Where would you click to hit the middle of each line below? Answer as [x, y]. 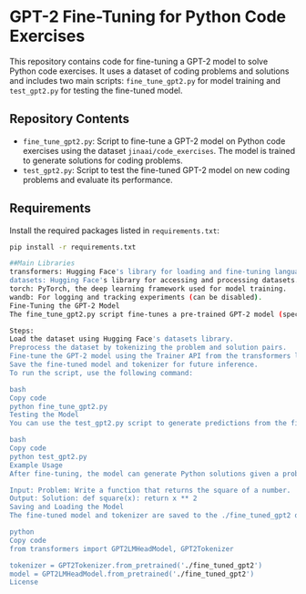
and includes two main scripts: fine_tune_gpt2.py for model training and [145, 80]
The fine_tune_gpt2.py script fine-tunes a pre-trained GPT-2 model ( [146, 314]
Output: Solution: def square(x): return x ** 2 [103, 498]
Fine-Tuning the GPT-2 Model [65, 306]
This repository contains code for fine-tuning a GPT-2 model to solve [139, 61]
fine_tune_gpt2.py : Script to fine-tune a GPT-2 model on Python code [154, 141]
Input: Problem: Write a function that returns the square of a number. [150, 490]
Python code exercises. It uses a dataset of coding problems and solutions [149, 71]
